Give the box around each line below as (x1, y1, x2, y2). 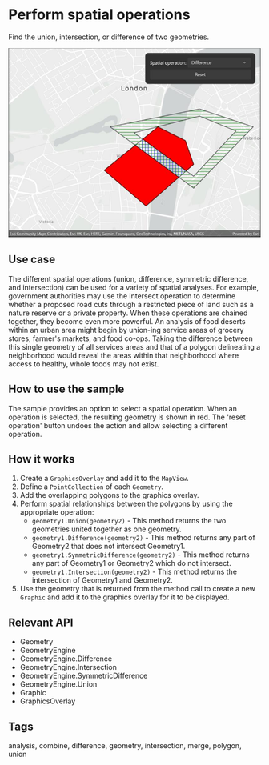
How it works (8, 452, 75, 466)
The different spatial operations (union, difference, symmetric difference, (8, 274, 249, 283)
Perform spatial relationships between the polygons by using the (19, 499, 234, 509)
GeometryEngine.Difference (19, 654, 113, 663)
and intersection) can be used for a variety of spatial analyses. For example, (8, 282, 259, 292)
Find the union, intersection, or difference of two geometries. (8, 32, 210, 42)
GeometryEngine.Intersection (19, 663, 118, 672)
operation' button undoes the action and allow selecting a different (8, 420, 228, 430)
